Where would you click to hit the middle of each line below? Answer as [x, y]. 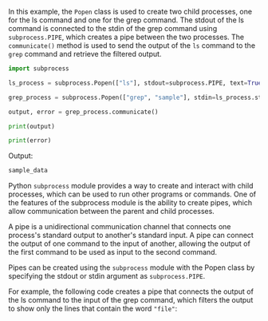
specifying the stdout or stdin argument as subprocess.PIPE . [107, 276]
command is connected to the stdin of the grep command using [113, 28]
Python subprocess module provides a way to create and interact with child [131, 186]
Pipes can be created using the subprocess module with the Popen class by [132, 267]
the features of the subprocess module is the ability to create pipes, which [130, 203]
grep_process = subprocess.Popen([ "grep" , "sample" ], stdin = [112, 97]
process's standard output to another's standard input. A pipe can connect [131, 236]
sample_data [28, 171]
